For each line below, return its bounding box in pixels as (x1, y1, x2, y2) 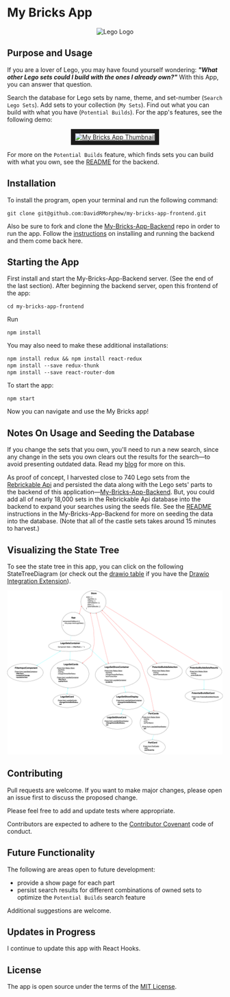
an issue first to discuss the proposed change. (7, 793, 138, 802)
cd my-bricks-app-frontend (7, 303, 84, 310)
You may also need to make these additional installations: (7, 341, 169, 350)
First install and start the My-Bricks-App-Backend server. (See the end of (7, 274, 214, 283)
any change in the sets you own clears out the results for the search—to (7, 453, 211, 461)
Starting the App (7, 256, 79, 268)
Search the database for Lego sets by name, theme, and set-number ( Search (7, 93, 222, 101)
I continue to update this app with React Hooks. (7, 944, 141, 952)
